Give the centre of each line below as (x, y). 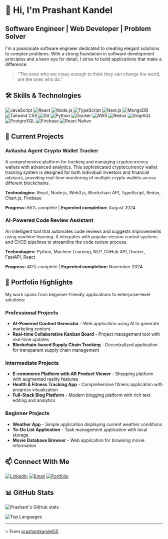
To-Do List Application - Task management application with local (80, 430)
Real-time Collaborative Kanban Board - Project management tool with (86, 334)
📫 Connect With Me (37, 462)
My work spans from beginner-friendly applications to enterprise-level (78, 294)
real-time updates (31, 339)
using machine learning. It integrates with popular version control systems (81, 236)
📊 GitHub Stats (29, 492)
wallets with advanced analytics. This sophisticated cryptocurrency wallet (81, 167)
